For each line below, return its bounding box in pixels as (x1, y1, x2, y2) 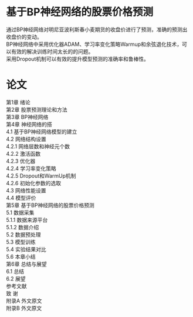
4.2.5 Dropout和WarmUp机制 (6, 172, 76, 179)
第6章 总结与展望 (6, 260, 47, 268)
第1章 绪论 (6, 98, 31, 106)
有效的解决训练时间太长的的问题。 (11, 48, 94, 55)
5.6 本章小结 (6, 253, 36, 260)
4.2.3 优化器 (6, 157, 36, 165)
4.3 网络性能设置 (6, 186, 46, 194)
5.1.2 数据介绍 (6, 223, 39, 231)
